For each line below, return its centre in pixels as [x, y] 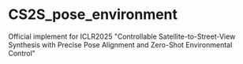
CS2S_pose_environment [93, 15]
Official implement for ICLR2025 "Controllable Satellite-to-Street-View [122, 36]
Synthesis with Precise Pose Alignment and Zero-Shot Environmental [120, 44]
